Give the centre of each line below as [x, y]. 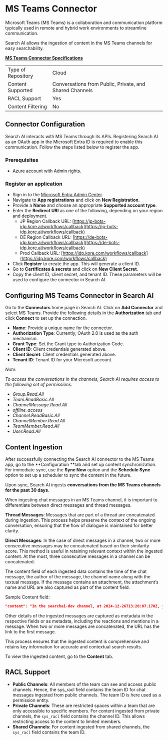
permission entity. [31, 700]
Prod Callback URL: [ [41, 253]
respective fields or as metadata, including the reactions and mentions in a [82, 621]
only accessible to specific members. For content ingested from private [86, 710]
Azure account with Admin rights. [47, 171]
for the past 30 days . [27, 490]
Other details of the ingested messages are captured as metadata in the [79, 615]
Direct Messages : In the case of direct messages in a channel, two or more [83, 540]
